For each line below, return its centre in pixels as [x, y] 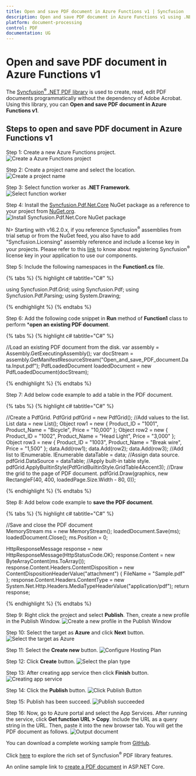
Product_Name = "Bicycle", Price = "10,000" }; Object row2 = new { [87, 430]
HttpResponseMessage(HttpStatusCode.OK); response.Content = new [90, 555]
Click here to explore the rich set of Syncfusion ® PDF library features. [90, 754]
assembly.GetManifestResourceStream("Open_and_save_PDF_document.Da [97, 359]
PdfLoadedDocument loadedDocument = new [96, 366]
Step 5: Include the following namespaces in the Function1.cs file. [85, 266]
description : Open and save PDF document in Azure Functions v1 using [94, 17]
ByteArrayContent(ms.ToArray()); [46, 561]
